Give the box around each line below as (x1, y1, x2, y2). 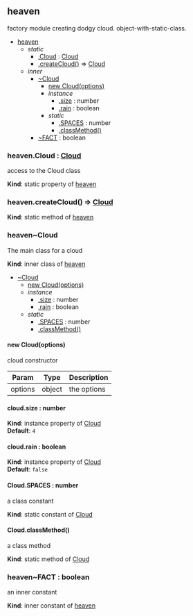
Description (68, 372, 109, 382)
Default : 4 (7, 426, 36, 435)
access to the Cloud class (7, 167, 81, 175)
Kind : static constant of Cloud (7, 510, 93, 518)
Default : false (7, 465, 48, 474)
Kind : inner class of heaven (7, 260, 86, 268)
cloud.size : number (7, 403, 66, 412)
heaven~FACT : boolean (7, 572, 90, 582)
